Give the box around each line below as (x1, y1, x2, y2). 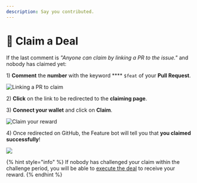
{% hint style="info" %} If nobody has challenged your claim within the (6, 158, 180, 165)
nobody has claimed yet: (6, 60, 67, 67)
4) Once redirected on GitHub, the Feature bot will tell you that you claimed (6, 129, 192, 137)
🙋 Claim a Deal (6, 34, 79, 48)
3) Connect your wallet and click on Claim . (6, 106, 113, 113)
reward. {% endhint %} (6, 171, 62, 178)
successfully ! (6, 135, 40, 143)
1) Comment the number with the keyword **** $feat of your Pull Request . (6, 72, 191, 79)
